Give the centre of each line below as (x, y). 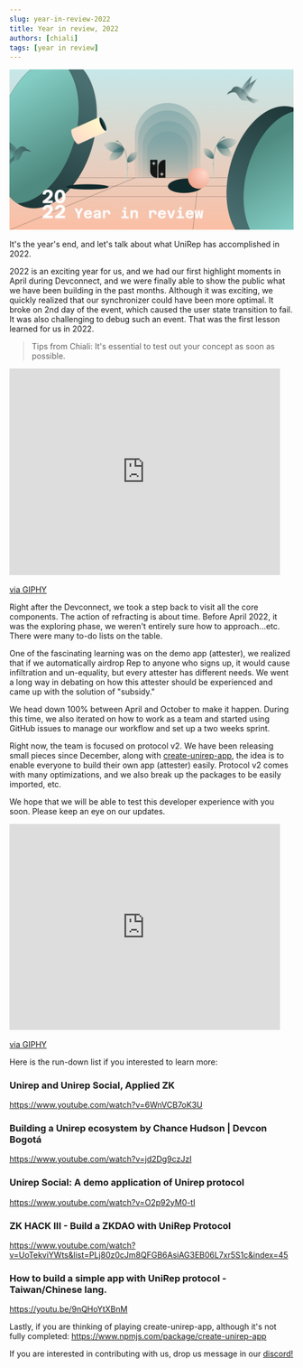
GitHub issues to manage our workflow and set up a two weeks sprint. (140, 728)
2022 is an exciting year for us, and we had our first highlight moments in (145, 271)
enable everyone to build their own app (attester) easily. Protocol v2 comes (149, 765)
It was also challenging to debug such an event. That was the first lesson (145, 319)
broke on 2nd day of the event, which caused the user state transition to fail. (151, 309)
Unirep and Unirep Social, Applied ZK (92, 1085)
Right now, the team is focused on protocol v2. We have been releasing (142, 746)
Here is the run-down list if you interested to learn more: (114, 1062)
